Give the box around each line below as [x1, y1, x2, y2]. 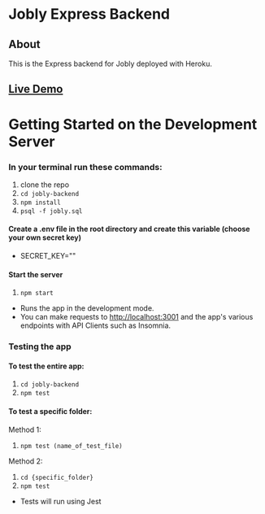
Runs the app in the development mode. [20, 303, 154, 313]
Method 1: [8, 425, 42, 434]
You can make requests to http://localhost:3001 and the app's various [20, 312, 254, 322]
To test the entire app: [8, 361, 85, 371]
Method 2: [8, 456, 43, 466]
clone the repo [20, 180, 70, 189]
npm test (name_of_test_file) [20, 442, 124, 450]
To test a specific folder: [8, 407, 93, 416]
